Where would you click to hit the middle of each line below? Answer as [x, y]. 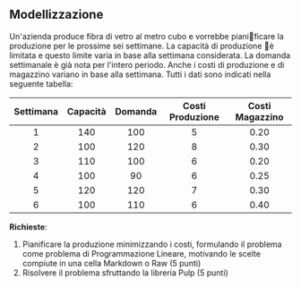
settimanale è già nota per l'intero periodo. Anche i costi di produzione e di [147, 64]
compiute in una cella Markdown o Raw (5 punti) [112, 263]
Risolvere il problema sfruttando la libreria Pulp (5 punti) [125, 273]
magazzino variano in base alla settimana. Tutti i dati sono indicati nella [140, 74]
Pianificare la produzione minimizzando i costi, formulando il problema [152, 244]
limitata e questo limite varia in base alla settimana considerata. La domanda [150, 55]
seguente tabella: [41, 83]
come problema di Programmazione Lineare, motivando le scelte [142, 253]
